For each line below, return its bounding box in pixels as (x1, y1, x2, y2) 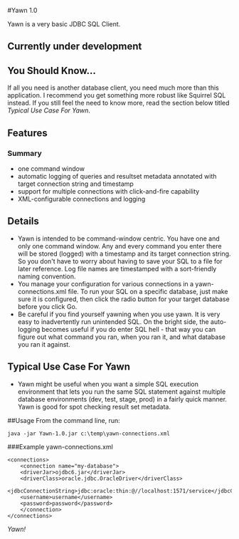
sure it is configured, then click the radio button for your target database (17, 295, 230, 303)
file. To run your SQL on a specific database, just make (68, 287, 229, 295)
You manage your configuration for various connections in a (17, 279, 194, 288)
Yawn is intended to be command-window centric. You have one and (17, 234, 220, 243)
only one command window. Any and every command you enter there (17, 241, 222, 250)
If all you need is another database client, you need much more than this (7, 83, 219, 92)
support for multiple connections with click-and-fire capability (17, 187, 200, 195)
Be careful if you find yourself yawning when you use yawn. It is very (17, 310, 221, 318)
